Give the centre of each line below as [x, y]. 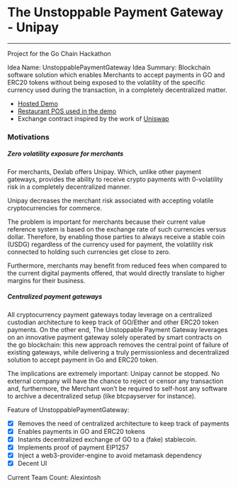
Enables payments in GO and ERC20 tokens [81, 431]
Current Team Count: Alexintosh [54, 478]
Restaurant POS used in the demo [67, 111]
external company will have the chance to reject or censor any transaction [115, 381]
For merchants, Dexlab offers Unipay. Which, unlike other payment [104, 171]
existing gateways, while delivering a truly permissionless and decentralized [118, 352]
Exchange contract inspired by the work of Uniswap [93, 118]
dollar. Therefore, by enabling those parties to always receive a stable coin [116, 236]
